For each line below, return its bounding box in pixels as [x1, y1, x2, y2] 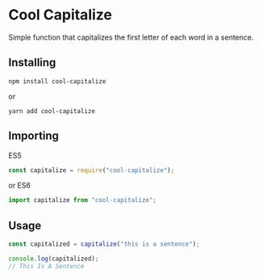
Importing [8, 129, 59, 143]
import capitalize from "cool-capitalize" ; [8, 196, 157, 204]
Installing [8, 56, 56, 69]
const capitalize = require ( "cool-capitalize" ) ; [8, 166, 175, 175]
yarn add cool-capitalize [8, 107, 95, 115]
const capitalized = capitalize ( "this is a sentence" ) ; [8, 240, 200, 248]
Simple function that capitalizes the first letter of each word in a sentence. [8, 32, 254, 42]
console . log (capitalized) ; [8, 255, 99, 263]
